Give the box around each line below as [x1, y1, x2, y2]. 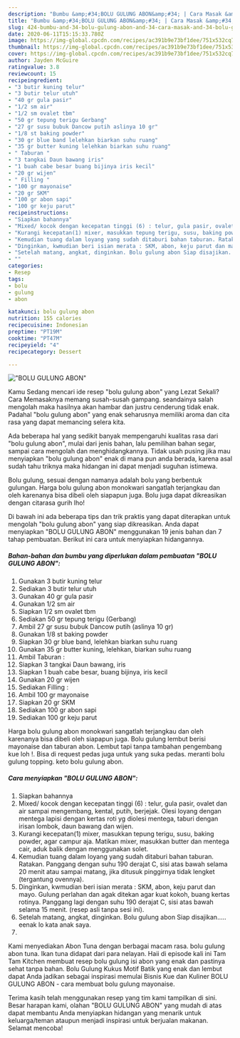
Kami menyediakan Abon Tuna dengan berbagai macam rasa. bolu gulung [8, 942, 225, 950]
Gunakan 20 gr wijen [18, 675, 80, 684]
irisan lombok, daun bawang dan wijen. [18, 822, 134, 831]
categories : [8, 262, 43, 269]
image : [8, 37, 28, 44]
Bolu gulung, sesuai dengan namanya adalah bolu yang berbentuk [8, 476, 202, 485]
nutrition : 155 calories [8, 315, 82, 322]
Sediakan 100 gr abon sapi [18, 706, 97, 714]
